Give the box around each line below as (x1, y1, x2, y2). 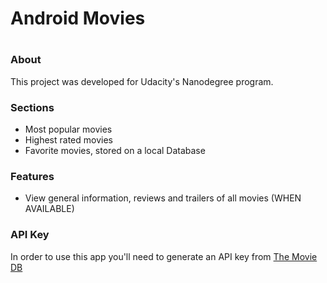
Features (10, 169, 55, 183)
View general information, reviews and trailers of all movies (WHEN (24, 192, 302, 204)
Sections (10, 100, 55, 114)
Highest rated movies (24, 134, 113, 146)
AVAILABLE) (24, 203, 75, 215)
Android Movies (10, 7, 146, 30)
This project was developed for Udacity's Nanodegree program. (10, 75, 274, 87)
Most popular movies (24, 123, 113, 136)
